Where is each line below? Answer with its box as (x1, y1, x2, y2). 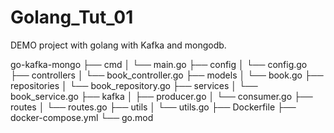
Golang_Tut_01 (10, 6, 134, 29)
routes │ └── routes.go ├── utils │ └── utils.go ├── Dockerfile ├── (10, 101, 297, 113)
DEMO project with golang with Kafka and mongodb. (10, 39, 227, 51)
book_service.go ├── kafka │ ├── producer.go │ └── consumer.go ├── (10, 90, 313, 102)
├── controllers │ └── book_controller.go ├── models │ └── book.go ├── (10, 69, 324, 81)
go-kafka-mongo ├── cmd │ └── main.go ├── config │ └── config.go (10, 58, 308, 70)
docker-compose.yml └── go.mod (10, 111, 154, 123)
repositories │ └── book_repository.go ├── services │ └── (10, 79, 258, 91)
